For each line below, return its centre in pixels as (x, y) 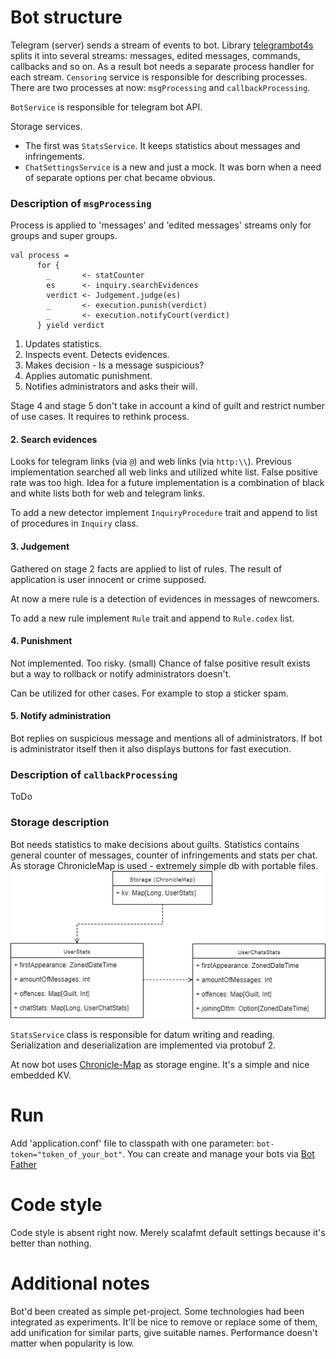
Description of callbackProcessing (94, 774)
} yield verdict (70, 326)
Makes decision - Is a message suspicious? (114, 365)
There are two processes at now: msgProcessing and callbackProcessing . (160, 87)
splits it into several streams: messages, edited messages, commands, (155, 55)
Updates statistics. (63, 344)
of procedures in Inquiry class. (74, 523)
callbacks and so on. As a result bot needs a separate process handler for (162, 66)
